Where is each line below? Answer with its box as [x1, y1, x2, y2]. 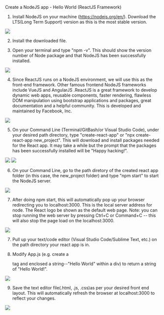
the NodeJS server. [12, 178, 52, 184]
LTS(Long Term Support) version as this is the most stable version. [12, 19, 147, 25]
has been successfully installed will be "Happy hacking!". [12, 148, 128, 153]
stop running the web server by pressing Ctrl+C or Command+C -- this [12, 212, 156, 218]
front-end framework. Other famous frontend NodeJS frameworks [12, 82, 146, 88]
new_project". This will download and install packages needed [33, 138, 160, 143]
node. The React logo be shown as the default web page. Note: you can [12, 207, 158, 213]
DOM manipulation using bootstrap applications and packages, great [12, 98, 151, 103]
